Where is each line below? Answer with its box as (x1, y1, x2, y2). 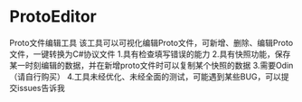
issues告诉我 (16, 82, 65, 93)
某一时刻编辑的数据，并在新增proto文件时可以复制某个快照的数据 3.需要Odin (9, 60, 294, 70)
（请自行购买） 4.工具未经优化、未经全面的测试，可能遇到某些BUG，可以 (9, 70, 282, 82)
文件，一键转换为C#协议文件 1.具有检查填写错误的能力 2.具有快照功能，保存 (9, 48, 291, 60)
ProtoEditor (9, 6, 97, 27)
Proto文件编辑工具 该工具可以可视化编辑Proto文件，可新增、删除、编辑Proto (9, 37, 294, 48)
